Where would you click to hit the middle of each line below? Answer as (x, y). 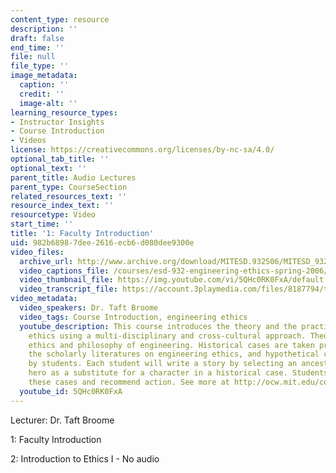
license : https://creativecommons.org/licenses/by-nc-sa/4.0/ (142, 150)
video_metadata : (44, 299)
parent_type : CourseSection (69, 187)
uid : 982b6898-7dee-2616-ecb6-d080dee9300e (102, 242)
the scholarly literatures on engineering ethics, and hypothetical (174, 354)
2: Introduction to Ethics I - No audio (85, 458)
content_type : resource (60, 19)
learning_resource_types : (64, 112)
